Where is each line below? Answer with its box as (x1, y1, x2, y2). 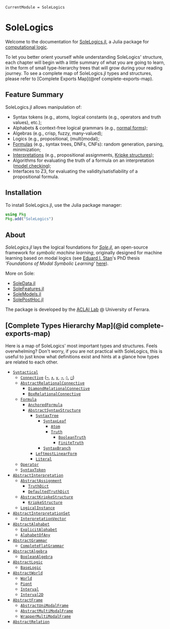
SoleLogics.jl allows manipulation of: (5, 104, 82, 110)
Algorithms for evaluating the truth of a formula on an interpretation (12, 157, 155, 163)
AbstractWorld (12, 570, 43, 575)
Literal (35, 456, 52, 462)
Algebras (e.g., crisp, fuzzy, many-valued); (12, 130, 103, 136)
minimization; (12, 146, 41, 153)
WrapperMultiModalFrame (20, 614, 71, 619)
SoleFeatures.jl (12, 286, 44, 292)
